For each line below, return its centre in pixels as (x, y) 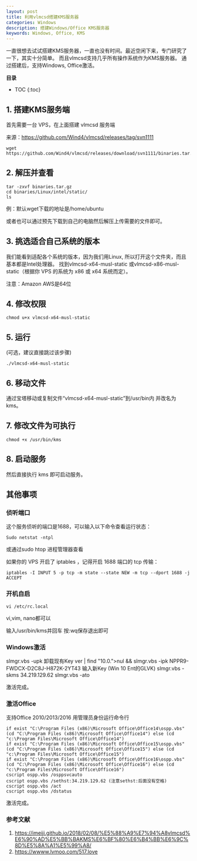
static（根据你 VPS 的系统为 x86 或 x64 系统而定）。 (69, 271)
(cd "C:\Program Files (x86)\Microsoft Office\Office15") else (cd (90, 749)
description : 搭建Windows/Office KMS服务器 (58, 28)
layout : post (22, 11)
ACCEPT (14, 578)
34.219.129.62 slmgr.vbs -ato (55, 674)
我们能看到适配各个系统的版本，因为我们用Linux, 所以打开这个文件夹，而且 (96, 256)
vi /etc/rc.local (27, 606)
